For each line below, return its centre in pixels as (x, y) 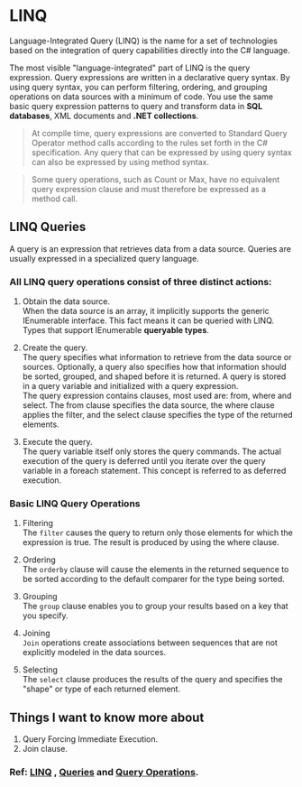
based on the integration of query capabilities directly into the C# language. (150, 50)
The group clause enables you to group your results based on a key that (155, 606)
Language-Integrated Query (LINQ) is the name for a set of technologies (143, 41)
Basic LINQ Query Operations (75, 504)
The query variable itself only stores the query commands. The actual (152, 451)
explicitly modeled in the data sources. (94, 653)
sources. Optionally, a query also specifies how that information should (154, 367)
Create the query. (55, 347)
